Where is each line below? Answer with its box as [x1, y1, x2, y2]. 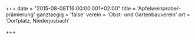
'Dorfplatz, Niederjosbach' [5, 17, 70, 24]
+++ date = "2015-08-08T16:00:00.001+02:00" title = [5, 5, 136, 12]
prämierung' [5, 11, 36, 18]
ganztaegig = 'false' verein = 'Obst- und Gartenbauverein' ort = [37, 11, 191, 18]
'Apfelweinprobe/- [137, 5, 181, 12]
